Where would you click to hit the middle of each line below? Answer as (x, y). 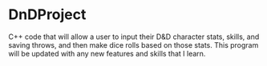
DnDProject (47, 15)
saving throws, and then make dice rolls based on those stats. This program (133, 45)
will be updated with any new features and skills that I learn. (107, 53)
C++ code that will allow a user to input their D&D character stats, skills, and (134, 37)
